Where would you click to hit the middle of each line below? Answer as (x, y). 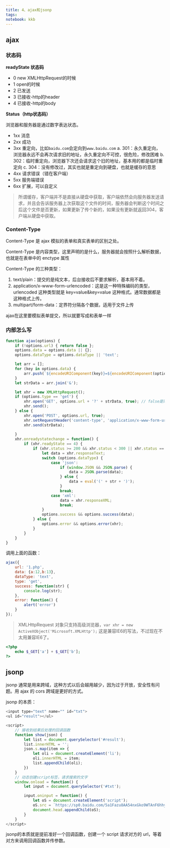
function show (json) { (39, 735)
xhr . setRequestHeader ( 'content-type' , (65, 420)
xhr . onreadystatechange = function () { (57, 439)
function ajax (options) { (33, 341)
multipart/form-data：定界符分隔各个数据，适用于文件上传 (73, 305)
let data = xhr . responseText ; (73, 453)
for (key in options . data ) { (45, 369)
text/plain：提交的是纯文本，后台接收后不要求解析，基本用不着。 (80, 279)
